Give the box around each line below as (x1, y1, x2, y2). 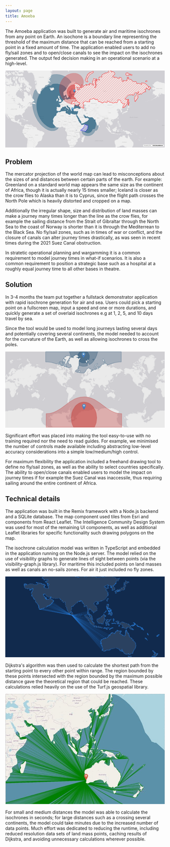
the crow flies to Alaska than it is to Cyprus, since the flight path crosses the (5, 192, 164, 198)
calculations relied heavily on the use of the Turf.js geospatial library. (5, 684, 149, 690)
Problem (5, 157, 33, 166)
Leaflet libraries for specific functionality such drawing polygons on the (5, 530, 154, 536)
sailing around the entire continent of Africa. (5, 480, 98, 486)
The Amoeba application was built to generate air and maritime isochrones (5, 28, 161, 34)
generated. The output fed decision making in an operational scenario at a (5, 55, 160, 61)
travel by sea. (5, 315, 34, 321)
